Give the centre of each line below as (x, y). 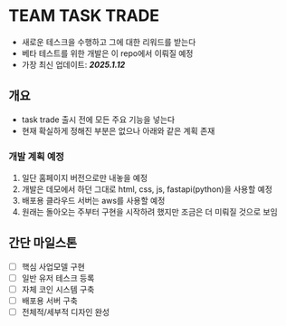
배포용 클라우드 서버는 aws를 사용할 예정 (93, 201)
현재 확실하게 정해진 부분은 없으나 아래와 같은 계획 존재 (118, 130)
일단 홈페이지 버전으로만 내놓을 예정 (85, 178)
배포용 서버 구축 (49, 301)
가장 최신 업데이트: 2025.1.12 (73, 64)
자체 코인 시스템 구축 (58, 289)
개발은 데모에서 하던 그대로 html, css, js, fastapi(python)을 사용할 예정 (147, 189)
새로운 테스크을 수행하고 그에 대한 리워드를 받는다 (109, 42)
